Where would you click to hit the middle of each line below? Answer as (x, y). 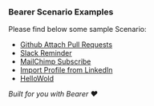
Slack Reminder (46, 53)
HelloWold (37, 79)
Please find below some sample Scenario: (77, 29)
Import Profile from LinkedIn (66, 70)
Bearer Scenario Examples (61, 12)
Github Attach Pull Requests (66, 45)
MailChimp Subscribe (55, 61)
